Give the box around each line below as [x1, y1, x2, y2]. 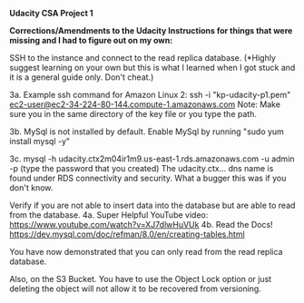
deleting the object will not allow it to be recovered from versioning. [9, 283, 261, 294]
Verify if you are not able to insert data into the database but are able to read [9, 200, 296, 210]
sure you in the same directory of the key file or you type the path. [9, 109, 257, 119]
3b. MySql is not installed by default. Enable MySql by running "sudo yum [9, 126, 284, 137]
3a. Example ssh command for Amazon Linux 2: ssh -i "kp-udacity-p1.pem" [9, 90, 291, 100]
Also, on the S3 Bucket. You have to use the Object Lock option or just [9, 274, 272, 284]
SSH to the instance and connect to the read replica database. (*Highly [9, 53, 277, 63]
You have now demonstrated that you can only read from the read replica [9, 247, 283, 257]
